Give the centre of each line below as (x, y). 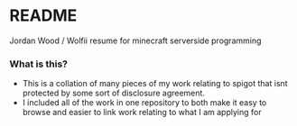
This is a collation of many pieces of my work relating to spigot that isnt (155, 84)
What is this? (38, 64)
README (43, 16)
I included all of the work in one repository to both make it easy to (144, 103)
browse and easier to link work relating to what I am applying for (142, 112)
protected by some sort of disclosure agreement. (114, 93)
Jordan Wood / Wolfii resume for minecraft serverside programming (135, 40)
